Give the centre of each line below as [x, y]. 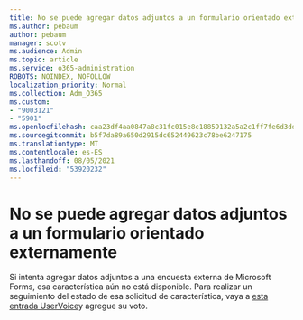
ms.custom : [30, 102]
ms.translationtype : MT [54, 144]
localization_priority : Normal [68, 85]
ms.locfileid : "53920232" [58, 169]
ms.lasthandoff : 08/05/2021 [62, 160]
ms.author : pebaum [44, 26]
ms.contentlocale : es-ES [56, 152]
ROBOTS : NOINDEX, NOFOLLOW [60, 77]
